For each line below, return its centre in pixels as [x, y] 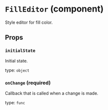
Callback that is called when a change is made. [52, 93]
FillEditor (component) [54, 9]
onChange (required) [28, 82]
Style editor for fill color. [29, 22]
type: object [17, 70]
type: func [15, 102]
